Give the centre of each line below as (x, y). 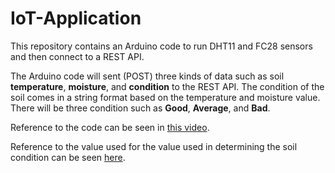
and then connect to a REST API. (77, 56)
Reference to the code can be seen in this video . (110, 127)
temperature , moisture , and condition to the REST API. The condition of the (167, 86)
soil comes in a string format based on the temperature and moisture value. (165, 97)
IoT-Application (76, 18)
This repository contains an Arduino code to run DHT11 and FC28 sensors (161, 46)
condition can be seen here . (68, 157)
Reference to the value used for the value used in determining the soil (154, 146)
